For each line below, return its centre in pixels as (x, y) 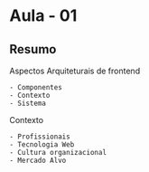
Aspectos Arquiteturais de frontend (75, 71)
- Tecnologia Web (42, 145)
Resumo (33, 49)
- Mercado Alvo (38, 160)
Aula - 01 (43, 16)
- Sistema (28, 103)
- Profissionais (40, 137)
